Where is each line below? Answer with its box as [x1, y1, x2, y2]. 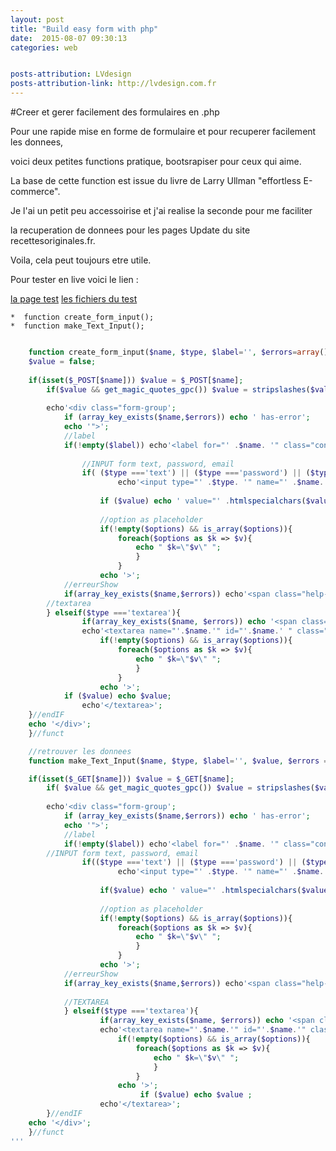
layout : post [10, 14, 65, 25]
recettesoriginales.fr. [10, 235, 96, 246]
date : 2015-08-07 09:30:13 [10, 33, 128, 43]
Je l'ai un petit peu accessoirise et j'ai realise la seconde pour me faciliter [10, 205, 313, 216]
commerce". [10, 186, 61, 197]
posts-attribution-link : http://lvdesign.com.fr [10, 79, 217, 89]
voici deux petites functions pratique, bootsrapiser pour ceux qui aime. [10, 156, 302, 167]
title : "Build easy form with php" [10, 24, 159, 34]
